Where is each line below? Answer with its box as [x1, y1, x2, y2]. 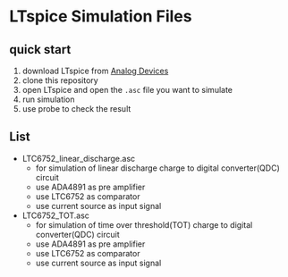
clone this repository [21, 75, 98, 86]
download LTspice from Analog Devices [21, 65, 169, 76]
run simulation [21, 94, 75, 105]
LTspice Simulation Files [9, 6, 192, 27]
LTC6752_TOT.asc [21, 210, 89, 221]
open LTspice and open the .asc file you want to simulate [21, 85, 233, 95]
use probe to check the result [21, 104, 131, 113]
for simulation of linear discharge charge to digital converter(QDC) [35, 163, 280, 173]
